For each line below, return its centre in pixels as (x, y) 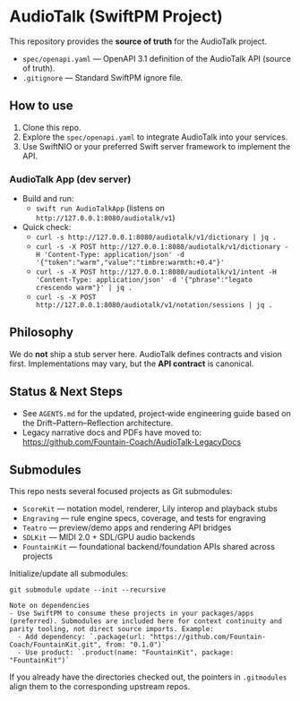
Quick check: (47, 227)
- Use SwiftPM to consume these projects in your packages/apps (132, 614)
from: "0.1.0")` (136, 645)
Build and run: (48, 199)
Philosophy (42, 333)
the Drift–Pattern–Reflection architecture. (98, 423)
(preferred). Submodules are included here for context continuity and (146, 621)
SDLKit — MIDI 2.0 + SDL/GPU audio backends (108, 537)
